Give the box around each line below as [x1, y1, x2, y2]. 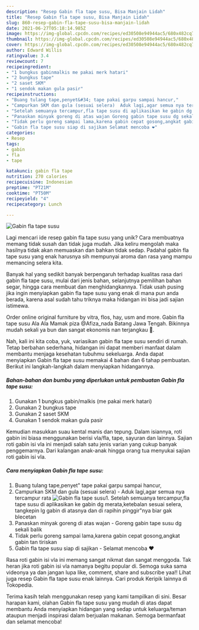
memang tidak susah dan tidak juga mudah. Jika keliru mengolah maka [6, 241, 179, 248]
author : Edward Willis [6, 47, 62, 53]
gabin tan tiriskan [14, 539, 57, 546]
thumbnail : [6, 36, 33, 42]
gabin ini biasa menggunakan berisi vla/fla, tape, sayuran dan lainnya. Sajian [6, 434, 192, 442]
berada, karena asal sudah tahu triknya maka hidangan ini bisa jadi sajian [6, 296, 184, 303]
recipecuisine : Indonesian [6, 179, 73, 186]
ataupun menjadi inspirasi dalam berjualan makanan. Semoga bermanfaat [6, 612, 185, 619]
